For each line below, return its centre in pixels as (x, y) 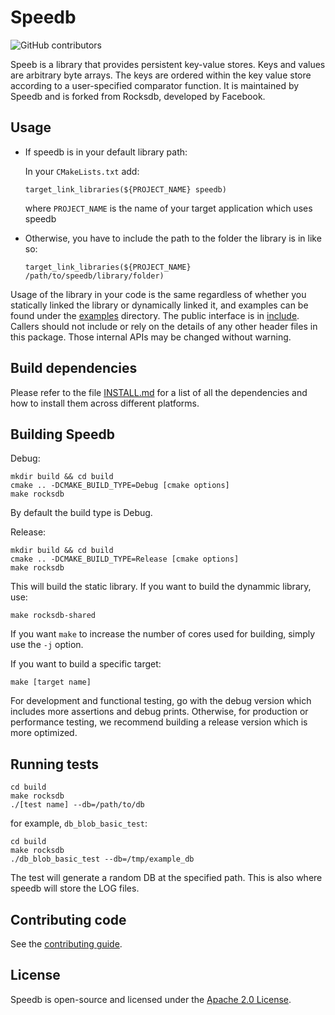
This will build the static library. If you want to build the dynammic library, (161, 587)
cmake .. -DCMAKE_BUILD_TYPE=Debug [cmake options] (120, 486)
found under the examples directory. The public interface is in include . (155, 315)
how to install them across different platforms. (105, 403)
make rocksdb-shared (53, 616)
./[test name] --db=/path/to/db (77, 805)
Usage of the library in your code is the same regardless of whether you (158, 294)
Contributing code (68, 919)
